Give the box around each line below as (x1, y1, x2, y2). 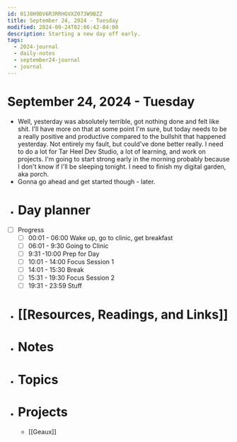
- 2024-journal (13, 43, 59, 50)
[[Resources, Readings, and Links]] (17, 307, 229, 323)
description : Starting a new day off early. (7, 30, 141, 38)
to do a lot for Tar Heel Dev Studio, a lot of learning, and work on (17, 147, 207, 156)
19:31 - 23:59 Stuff (28, 281, 83, 290)
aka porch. (17, 169, 50, 178)
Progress (17, 225, 45, 234)
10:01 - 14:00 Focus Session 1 (28, 257, 115, 266)
